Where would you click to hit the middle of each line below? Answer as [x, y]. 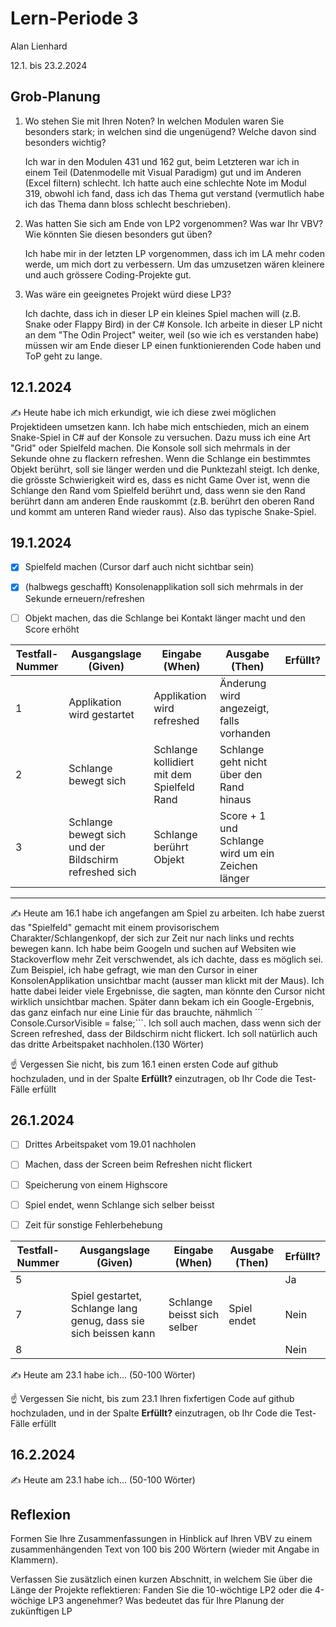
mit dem [172, 774]
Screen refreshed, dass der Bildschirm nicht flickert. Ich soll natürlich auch [164, 1033]
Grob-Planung [55, 97]
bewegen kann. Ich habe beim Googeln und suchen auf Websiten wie [153, 948]
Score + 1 [243, 815]
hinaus [235, 799]
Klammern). [34, 1560]
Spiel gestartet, [106, 1295]
